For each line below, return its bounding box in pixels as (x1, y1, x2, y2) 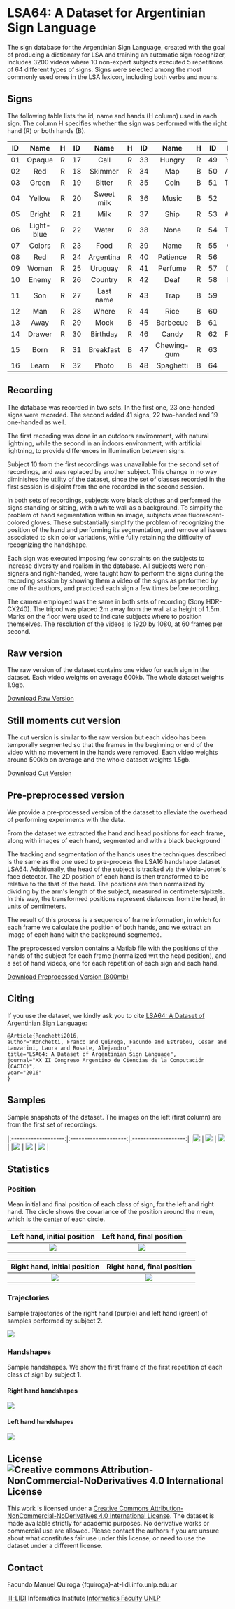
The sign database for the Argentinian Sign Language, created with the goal (7, 43, 226, 51)
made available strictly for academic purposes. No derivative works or (7, 1519, 210, 1528)
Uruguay (90, 263, 119, 273)
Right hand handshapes (7, 1386, 78, 1395)
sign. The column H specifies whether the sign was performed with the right (7, 119, 227, 127)
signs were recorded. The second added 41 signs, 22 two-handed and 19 (7, 410, 218, 419)
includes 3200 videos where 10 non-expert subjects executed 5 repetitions (7, 57, 224, 66)
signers (7, 569, 29, 577)
